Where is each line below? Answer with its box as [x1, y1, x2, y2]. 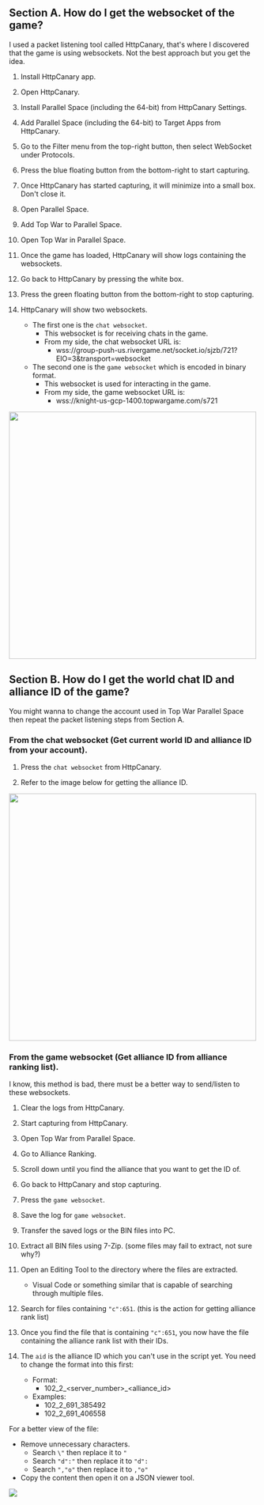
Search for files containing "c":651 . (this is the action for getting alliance [20, 1304, 256, 1314]
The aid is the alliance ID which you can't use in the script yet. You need [20, 1351, 256, 1361]
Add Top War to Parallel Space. [20, 219, 123, 229]
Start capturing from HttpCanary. [20, 1119, 129, 1128]
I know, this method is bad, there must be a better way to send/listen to [9, 1079, 240, 1089]
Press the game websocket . [20, 1195, 105, 1205]
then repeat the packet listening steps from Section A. [9, 715, 185, 724]
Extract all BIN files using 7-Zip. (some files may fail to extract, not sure [20, 1242, 252, 1251]
